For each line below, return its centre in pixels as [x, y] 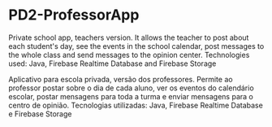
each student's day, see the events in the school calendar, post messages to [136, 46]
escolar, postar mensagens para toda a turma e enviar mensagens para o [131, 96]
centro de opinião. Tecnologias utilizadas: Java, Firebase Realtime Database [136, 105]
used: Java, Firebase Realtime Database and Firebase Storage [112, 63]
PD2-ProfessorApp [74, 15]
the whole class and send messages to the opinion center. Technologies [129, 55]
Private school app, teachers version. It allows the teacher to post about [129, 37]
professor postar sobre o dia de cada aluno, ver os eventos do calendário [131, 88]
